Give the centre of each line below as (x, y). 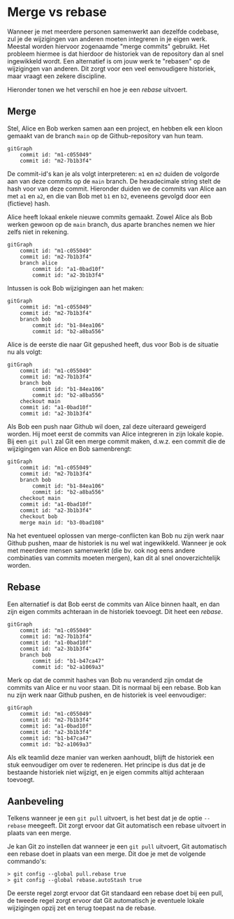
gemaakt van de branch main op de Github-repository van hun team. (105, 135)
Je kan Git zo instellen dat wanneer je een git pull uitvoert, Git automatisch (117, 846)
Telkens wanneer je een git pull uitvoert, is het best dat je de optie (105, 818)
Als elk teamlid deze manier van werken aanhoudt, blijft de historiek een (111, 757)
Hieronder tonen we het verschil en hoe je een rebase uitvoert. (97, 89)
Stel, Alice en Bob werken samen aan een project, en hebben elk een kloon (115, 128)
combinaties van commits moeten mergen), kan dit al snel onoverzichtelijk (114, 558)
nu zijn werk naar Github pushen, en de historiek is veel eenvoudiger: (107, 695)
